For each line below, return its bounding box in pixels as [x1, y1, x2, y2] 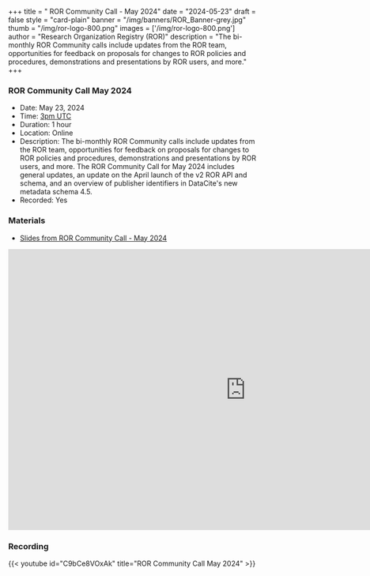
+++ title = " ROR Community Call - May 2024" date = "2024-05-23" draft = [8, 7, 257, 16]
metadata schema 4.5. [19, 187, 92, 197]
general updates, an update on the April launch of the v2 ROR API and [19, 170, 247, 180]
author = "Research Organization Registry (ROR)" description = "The [8, 32, 232, 41]
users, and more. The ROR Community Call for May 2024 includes [19, 162, 235, 171]
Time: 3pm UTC [19, 111, 72, 121]
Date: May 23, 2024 [19, 103, 85, 113]
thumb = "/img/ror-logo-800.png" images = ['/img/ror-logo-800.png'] [8, 24, 236, 32]
